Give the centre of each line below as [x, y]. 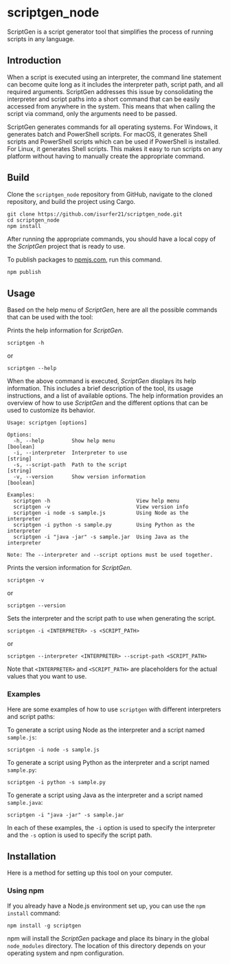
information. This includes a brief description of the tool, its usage [100, 389]
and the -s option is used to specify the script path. [80, 835]
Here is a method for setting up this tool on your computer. [90, 873]
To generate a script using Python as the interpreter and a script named [108, 762]
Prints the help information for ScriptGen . [65, 330]
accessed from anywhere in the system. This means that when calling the [111, 106]
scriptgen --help [32, 369]
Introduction [34, 61]
